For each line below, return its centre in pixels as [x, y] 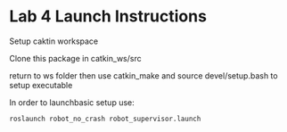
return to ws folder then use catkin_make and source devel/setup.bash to [143, 75]
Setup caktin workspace [54, 41]
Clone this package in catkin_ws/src [75, 58]
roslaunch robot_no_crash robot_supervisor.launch [105, 119]
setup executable [41, 85]
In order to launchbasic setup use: [72, 102]
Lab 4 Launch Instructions [108, 16]
